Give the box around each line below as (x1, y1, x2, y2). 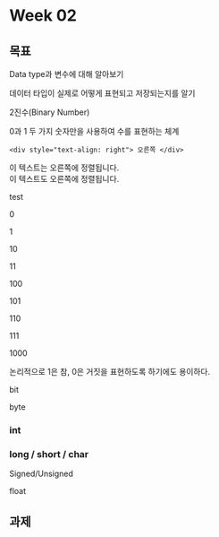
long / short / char (9, 447, 89, 460)
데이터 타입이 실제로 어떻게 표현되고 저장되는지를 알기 (9, 88, 196, 99)
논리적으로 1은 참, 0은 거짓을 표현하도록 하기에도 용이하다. (9, 367, 211, 377)
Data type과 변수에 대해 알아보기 (9, 69, 124, 79)
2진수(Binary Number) (9, 107, 90, 117)
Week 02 (9, 5, 78, 26)
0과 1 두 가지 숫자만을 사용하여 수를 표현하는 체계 (9, 126, 180, 136)
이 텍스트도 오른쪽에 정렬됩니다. (9, 174, 120, 184)
